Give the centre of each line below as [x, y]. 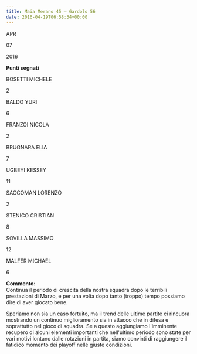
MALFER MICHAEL [29, 261]
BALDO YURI [22, 102]
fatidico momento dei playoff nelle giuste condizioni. [69, 345]
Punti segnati [23, 67]
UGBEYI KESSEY [26, 170]
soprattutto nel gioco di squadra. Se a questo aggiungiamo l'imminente [92, 326]
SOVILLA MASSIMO [30, 238]
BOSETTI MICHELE [29, 79]
